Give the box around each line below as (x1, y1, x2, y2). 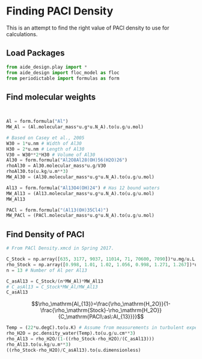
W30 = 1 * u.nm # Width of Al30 (6, 140, 82, 146)
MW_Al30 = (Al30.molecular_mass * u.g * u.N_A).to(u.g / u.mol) (6, 174, 155, 180)
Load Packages (6, 48, 65, 58)
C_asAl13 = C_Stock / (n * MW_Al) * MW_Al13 (6, 278, 103, 284)
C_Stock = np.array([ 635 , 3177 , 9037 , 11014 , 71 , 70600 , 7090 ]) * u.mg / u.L (6, 256, 195, 262)
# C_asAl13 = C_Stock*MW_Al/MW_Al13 (6, 284, 98, 290)
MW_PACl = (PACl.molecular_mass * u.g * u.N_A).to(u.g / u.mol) (6, 213, 155, 219)
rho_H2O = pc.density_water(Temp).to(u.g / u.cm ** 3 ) (6, 330, 136, 337)
